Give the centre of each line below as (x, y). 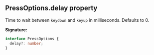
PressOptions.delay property (51, 8)
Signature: (16, 30)
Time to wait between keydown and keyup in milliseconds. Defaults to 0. (77, 20)
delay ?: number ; (26, 43)
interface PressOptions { (32, 39)
